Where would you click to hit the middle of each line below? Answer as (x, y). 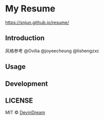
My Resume (30, 9)
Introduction (25, 38)
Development (27, 83)
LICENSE (19, 100)
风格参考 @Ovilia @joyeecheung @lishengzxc (52, 51)
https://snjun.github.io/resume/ (37, 22)
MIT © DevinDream (25, 113)
